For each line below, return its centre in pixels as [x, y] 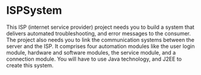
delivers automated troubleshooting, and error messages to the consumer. [99, 33]
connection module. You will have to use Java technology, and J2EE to [94, 59]
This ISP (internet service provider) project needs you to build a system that [101, 27]
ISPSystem [34, 10]
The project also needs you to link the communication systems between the [101, 40]
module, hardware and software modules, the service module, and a [91, 52]
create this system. [30, 65]
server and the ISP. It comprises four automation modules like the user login [101, 46]
